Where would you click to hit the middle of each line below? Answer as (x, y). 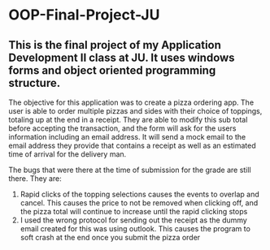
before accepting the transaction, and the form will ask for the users (122, 128)
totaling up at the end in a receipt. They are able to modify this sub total (128, 120)
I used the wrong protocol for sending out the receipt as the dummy (134, 220)
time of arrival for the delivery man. (67, 154)
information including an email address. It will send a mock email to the (127, 137)
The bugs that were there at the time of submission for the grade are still (130, 170)
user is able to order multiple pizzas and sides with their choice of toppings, (135, 111)
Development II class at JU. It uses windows (122, 57)
